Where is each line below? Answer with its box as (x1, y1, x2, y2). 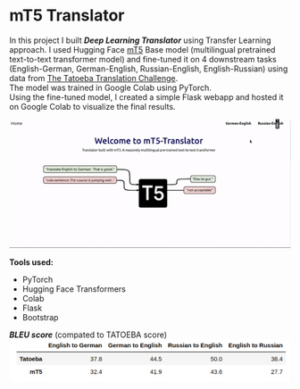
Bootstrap (21, 311, 59, 322)
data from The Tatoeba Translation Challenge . (9, 72, 179, 83)
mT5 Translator (9, 5, 125, 26)
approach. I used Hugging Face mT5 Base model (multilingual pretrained (9, 44, 276, 54)
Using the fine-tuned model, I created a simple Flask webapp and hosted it (9, 91, 284, 103)
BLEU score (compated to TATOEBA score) (9, 329, 168, 340)
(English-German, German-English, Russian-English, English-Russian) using (9, 63, 288, 74)
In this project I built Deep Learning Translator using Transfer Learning (9, 35, 271, 46)
